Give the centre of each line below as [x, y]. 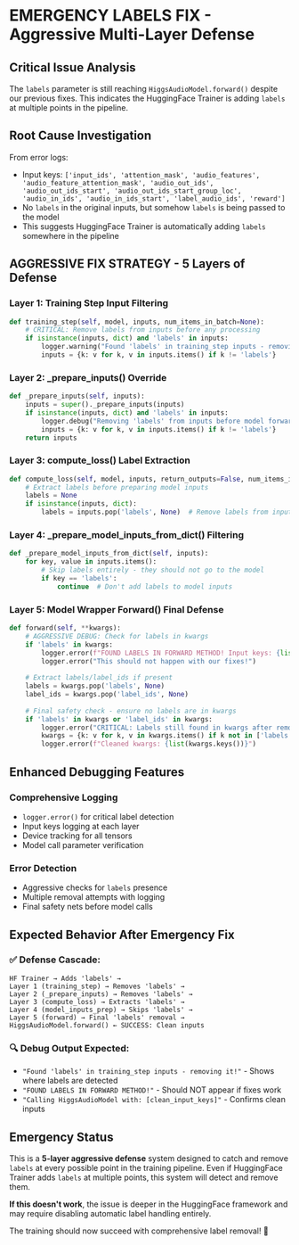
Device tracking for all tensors [77, 836]
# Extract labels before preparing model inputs [117, 487]
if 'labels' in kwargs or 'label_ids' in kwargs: [119, 719]
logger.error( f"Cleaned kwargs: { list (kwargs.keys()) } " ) [149, 744]
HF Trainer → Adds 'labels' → [65, 978]
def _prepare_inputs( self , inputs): [77, 396]
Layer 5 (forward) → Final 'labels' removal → [97, 1018]
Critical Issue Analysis [73, 67]
